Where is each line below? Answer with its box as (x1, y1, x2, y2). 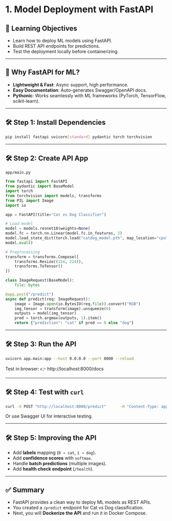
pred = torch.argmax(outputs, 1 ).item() (14, 316, 102, 321)
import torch (5, 188, 33, 194)
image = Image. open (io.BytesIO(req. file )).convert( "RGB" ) (14, 301, 141, 307)
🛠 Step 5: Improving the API (5, 433, 97, 442)
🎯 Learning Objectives (5, 24, 78, 33)
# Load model (5, 221, 33, 226)
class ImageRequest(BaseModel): (5, 278, 74, 283)
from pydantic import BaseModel (5, 184, 74, 189)
